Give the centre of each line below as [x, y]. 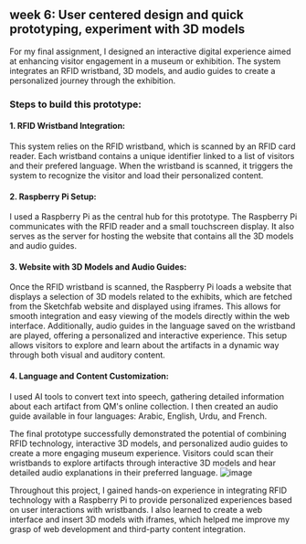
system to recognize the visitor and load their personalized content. [137, 175]
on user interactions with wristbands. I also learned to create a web [136, 509]
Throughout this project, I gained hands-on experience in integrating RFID [148, 490]
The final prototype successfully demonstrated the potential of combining [148, 433]
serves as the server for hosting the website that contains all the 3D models [152, 236]
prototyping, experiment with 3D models [127, 30]
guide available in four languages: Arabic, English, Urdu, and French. [138, 416]
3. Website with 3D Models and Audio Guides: [98, 267]
